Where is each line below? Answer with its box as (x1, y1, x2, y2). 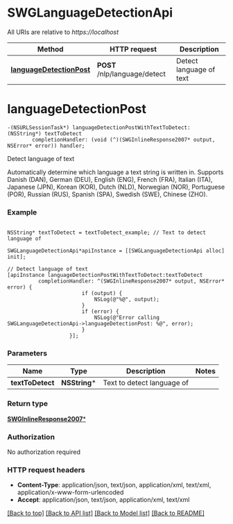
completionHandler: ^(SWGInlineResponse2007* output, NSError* (37, 278, 225, 285)
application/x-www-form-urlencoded (17, 488, 124, 497)
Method (37, 44, 64, 53)
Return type (7, 399, 49, 409)
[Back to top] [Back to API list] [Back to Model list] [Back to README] (7, 509, 205, 518)
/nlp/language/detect (96, 69, 166, 78)
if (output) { (81, 290, 123, 297)
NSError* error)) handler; (7, 142, 85, 149)
